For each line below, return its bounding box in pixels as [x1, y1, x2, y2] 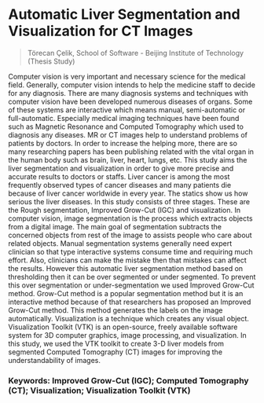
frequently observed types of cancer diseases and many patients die [8, 180, 232, 189]
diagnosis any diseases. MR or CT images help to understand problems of [8, 130, 247, 139]
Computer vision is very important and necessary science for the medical [8, 71, 246, 81]
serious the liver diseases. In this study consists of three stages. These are [8, 196, 251, 206]
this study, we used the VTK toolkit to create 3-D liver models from [8, 339, 224, 348]
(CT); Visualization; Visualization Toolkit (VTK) [8, 385, 191, 396]
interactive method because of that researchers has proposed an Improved [8, 297, 251, 306]
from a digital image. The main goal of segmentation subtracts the [8, 222, 222, 231]
